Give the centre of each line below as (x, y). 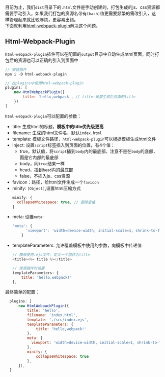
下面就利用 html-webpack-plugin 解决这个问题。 (53, 26)
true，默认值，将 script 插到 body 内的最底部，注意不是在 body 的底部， (89, 151)
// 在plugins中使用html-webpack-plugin (44, 83)
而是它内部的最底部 (39, 157)
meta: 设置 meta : (28, 217)
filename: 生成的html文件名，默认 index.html (57, 133)
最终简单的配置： (22, 292)
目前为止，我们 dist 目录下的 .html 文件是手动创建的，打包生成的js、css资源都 (82, 7)
